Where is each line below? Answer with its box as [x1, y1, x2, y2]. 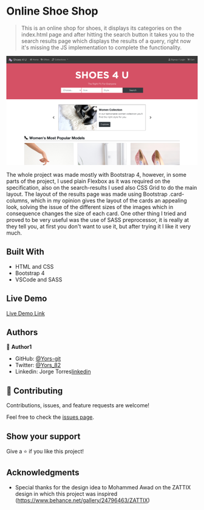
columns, [6, 196, 30, 204]
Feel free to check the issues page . [6, 413, 94, 421]
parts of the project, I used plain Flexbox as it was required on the [6, 177, 171, 185]
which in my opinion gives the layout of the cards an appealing [30, 196, 187, 204]
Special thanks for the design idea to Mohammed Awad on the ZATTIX [15, 483, 191, 491]
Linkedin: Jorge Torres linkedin [15, 368, 91, 375]
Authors [6, 327, 38, 337]
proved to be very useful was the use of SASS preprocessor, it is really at [6, 216, 189, 223]
